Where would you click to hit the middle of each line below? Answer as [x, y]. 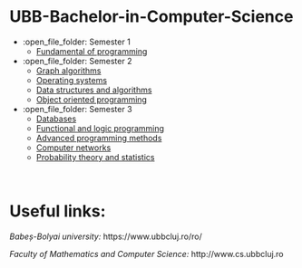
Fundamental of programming [92, 51]
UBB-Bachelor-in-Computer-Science [151, 17]
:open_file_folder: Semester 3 [78, 109]
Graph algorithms [68, 71]
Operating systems [71, 80]
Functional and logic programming [100, 128]
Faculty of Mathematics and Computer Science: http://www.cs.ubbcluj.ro [146, 254]
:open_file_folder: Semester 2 [77, 61]
